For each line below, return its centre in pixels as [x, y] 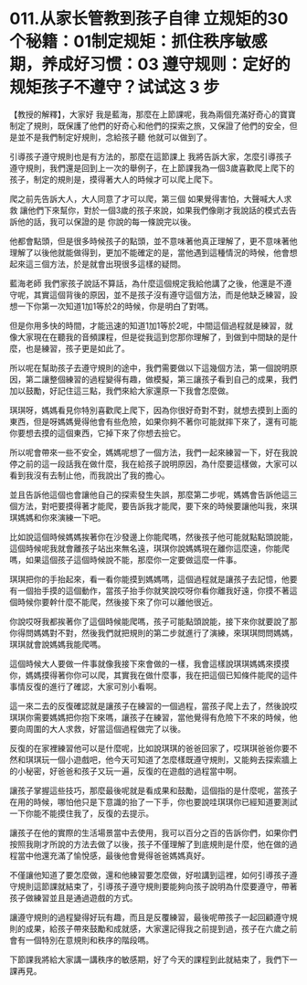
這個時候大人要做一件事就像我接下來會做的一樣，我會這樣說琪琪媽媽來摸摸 [149, 663]
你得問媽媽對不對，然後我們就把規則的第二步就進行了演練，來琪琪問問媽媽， [153, 632]
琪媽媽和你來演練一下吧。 [58, 517]
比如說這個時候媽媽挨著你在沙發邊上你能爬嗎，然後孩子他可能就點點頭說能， [153, 536]
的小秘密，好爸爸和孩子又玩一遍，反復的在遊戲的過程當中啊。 [126, 771]
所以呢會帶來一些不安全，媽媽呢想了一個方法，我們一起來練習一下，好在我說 [153, 452]
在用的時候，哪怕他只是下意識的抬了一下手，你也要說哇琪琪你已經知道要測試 [153, 801]
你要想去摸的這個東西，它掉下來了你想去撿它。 [97, 433]
